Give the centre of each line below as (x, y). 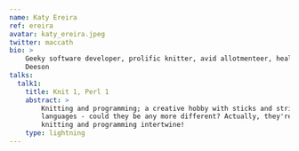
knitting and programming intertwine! (113, 125)
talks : (21, 75)
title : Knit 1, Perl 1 (67, 91)
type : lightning (56, 133)
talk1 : (29, 83)
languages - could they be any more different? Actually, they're (167, 116)
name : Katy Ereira (43, 17)
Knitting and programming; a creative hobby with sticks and (157, 108)
